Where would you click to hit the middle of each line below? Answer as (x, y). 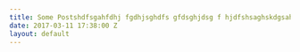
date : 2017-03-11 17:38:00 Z (63, 26)
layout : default (39, 33)
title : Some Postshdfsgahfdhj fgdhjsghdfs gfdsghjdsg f (115, 17)
